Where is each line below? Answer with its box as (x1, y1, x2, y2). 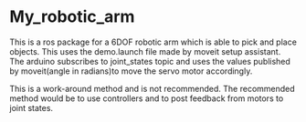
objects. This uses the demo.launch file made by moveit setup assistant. (9, 46, 281, 56)
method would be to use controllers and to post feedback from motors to (9, 93, 284, 104)
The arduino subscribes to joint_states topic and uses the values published (9, 56, 290, 66)
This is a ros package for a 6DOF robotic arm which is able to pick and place (9, 36, 297, 47)
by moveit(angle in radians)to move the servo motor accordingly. (9, 66, 253, 76)
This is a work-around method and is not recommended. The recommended (9, 83, 295, 94)
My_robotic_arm (9, 6, 135, 27)
